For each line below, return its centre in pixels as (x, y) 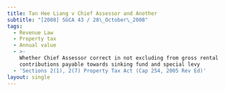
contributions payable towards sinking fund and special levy (110, 64)
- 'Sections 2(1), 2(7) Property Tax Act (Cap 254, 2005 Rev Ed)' (110, 70)
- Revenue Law (33, 32)
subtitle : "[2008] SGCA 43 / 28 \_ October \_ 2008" (78, 20)
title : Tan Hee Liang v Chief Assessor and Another (82, 13)
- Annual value (35, 45)
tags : (15, 26)
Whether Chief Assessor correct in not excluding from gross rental (119, 58)
